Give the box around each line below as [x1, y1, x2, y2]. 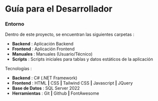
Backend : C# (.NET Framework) [12, 75, 78, 81]
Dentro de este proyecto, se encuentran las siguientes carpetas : [5, 31, 135, 37]
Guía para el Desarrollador [5, 3, 112, 14]
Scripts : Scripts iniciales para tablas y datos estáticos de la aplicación [12, 57, 154, 62]
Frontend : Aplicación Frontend [12, 46, 75, 52]
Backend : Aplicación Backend [12, 41, 74, 47]
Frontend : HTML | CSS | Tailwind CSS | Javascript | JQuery [12, 80, 133, 86]
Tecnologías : [5, 66, 32, 72]
